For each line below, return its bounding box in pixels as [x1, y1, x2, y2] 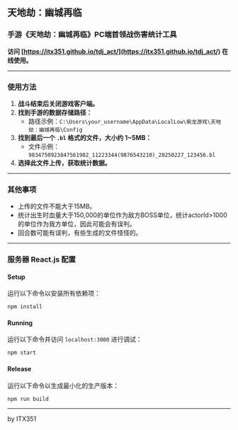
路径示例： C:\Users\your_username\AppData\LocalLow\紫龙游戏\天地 [28, 117, 222, 125]
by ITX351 [7, 414, 37, 423]
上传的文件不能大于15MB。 [17, 202, 96, 211]
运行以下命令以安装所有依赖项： [7, 289, 101, 298]
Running [7, 318, 33, 327]
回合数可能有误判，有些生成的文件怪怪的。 [17, 228, 142, 237]
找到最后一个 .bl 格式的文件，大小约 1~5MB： [17, 133, 152, 141]
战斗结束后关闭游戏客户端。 [17, 99, 99, 107]
